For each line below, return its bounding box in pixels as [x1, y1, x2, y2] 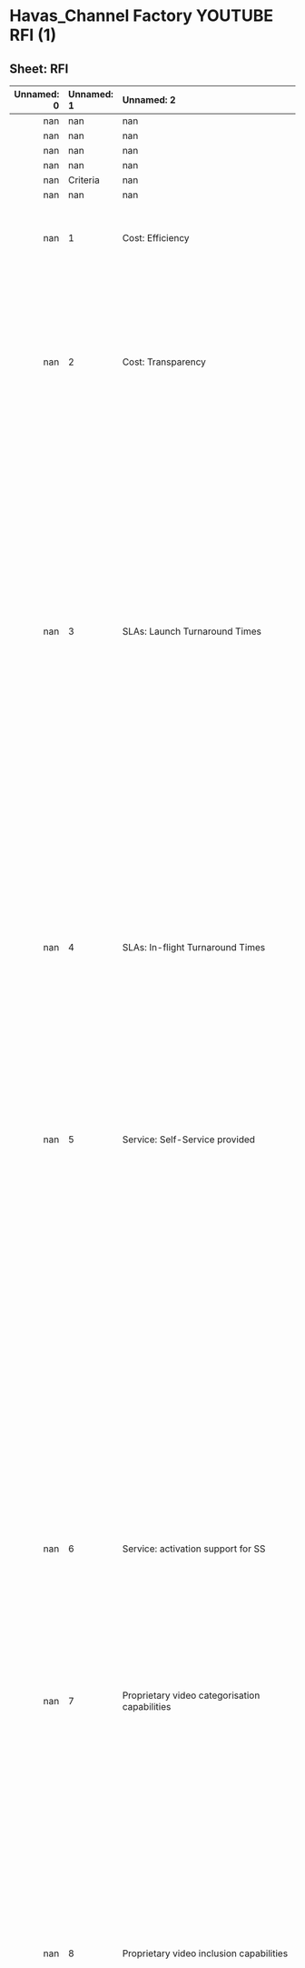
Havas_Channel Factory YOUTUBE [9, 5, 274, 26]
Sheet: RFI [9, 61, 69, 76]
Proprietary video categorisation [122, 1689, 261, 1702]
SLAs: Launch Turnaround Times [122, 625, 261, 638]
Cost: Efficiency [122, 232, 190, 244]
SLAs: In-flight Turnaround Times [122, 941, 266, 953]
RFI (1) [9, 25, 57, 45]
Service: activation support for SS [122, 1542, 266, 1555]
